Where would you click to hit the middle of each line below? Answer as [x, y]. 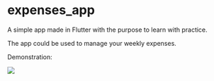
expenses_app [51, 10]
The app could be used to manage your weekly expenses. [92, 43]
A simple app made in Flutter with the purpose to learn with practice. [107, 30]
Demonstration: [30, 57]
